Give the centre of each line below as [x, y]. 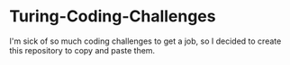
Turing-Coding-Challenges [113, 16]
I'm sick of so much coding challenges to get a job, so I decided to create [145, 41]
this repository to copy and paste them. [82, 50]
